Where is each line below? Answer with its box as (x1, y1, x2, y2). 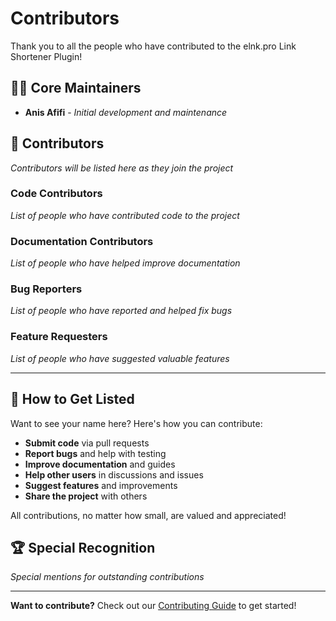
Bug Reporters (10, 282, 83, 296)
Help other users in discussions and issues (24, 468, 204, 481)
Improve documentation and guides (24, 458, 176, 470)
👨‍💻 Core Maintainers (10, 80, 142, 97)
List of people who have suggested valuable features (10, 352, 230, 364)
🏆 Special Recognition (10, 539, 156, 556)
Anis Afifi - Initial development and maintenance (24, 106, 228, 118)
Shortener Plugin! (10, 50, 83, 62)
